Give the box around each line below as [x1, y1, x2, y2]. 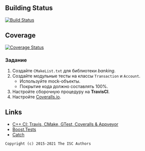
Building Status [5, 4, 53, 12]
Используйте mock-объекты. [19, 78, 81, 84]
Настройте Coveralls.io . [12, 93, 61, 100]
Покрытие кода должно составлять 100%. [19, 83, 108, 89]
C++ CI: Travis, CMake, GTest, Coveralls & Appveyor [12, 121, 119, 127]
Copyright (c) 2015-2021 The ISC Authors [5, 141, 91, 146]
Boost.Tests [12, 126, 36, 132]
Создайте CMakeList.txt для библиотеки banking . [12, 67, 116, 73]
